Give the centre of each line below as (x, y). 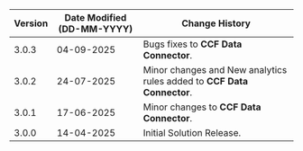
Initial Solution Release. (192, 133)
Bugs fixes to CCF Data (193, 44)
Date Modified (96, 18)
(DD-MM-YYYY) (96, 29)
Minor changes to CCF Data (202, 107)
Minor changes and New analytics (215, 70)
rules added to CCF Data (196, 81)
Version (31, 23)
